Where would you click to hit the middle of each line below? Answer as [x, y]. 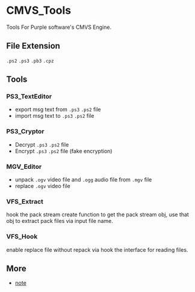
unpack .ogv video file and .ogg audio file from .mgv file [83, 180]
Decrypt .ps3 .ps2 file [42, 144]
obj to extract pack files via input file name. [60, 221]
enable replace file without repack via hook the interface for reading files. [97, 249]
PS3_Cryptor [25, 132]
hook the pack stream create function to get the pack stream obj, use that [98, 214]
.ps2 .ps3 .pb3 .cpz [30, 61]
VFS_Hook [22, 237]
